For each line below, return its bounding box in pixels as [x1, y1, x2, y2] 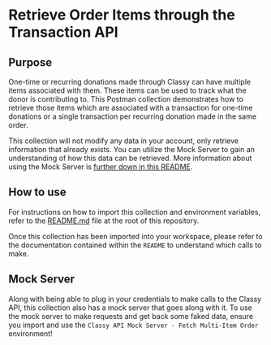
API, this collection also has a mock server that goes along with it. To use [8, 303, 253, 312]
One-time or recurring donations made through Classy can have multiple [8, 77, 252, 86]
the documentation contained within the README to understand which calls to [8, 240, 262, 250]
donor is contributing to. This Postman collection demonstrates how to [8, 94, 243, 103]
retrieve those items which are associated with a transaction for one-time [8, 103, 253, 112]
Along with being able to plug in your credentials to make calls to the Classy [8, 294, 262, 304]
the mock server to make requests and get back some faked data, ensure [8, 311, 254, 321]
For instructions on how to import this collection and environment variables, [8, 207, 261, 216]
